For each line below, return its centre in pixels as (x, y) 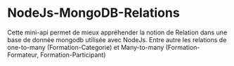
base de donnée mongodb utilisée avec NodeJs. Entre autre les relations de (117, 39)
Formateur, (23, 55)
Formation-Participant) (73, 55)
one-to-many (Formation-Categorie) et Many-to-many (86, 47)
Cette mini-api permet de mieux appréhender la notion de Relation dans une (117, 32)
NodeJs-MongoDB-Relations (94, 13)
